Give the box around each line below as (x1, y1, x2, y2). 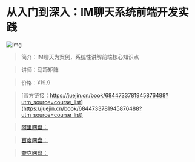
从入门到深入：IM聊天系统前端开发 (6, 5, 179, 19)
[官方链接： (21, 92, 50, 99)
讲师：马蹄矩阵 (21, 66, 59, 73)
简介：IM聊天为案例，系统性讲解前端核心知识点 (21, 53, 139, 60)
